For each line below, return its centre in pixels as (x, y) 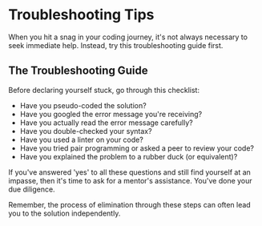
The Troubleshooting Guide (78, 71)
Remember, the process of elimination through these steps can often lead (129, 204)
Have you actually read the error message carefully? (107, 123)
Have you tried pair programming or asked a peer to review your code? (137, 148)
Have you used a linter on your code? (82, 139)
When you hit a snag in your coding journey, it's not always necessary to (128, 37)
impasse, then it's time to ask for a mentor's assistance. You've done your (130, 180)
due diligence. (32, 189)
